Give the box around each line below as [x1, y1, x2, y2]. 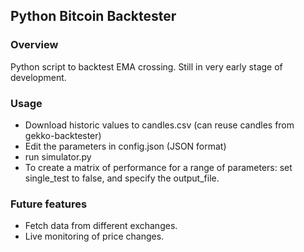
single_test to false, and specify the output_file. [24, 172, 220, 184]
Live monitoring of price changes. [24, 230, 165, 243]
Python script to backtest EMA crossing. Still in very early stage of [10, 60, 283, 73]
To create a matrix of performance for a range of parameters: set [24, 161, 293, 173]
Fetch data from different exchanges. [24, 220, 178, 232]
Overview [10, 38, 59, 52]
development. [10, 71, 67, 83]
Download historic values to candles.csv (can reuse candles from [24, 119, 295, 131]
